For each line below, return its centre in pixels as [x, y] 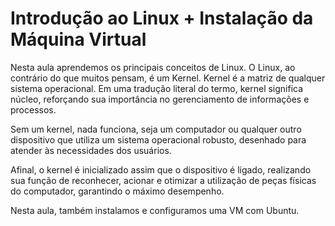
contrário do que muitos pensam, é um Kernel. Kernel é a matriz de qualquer [168, 78]
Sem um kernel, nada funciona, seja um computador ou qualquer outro [156, 129]
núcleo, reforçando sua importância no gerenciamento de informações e [160, 99]
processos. [33, 109]
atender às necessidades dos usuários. [91, 150]
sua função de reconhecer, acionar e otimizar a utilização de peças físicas [163, 180]
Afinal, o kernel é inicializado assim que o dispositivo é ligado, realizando [161, 169]
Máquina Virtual [78, 39]
